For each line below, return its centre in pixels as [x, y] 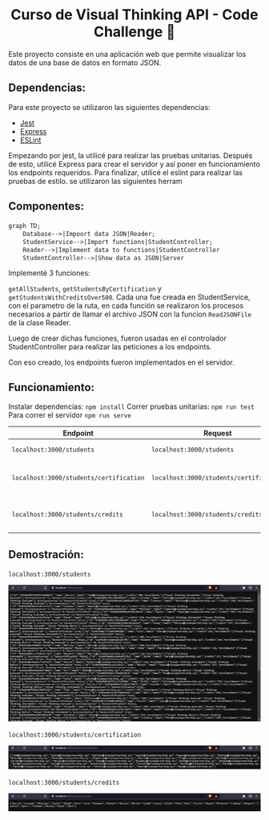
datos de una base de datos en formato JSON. [85, 63]
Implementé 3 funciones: [49, 273]
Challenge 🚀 [134, 32]
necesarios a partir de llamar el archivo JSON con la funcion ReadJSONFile [130, 314]
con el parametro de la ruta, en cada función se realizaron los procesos [126, 305]
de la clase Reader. [40, 322]
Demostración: [46, 555]
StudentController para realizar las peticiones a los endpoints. [110, 346]
